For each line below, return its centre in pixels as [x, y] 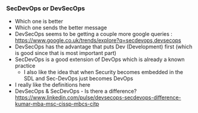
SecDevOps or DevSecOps [46, 8]
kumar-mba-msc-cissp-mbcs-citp [57, 104]
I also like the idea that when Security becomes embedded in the [103, 72]
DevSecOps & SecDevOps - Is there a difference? [76, 91]
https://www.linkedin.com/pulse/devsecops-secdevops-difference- [98, 97]
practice [25, 66]
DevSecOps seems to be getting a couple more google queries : [94, 34]
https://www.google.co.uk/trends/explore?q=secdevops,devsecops [98, 41]
